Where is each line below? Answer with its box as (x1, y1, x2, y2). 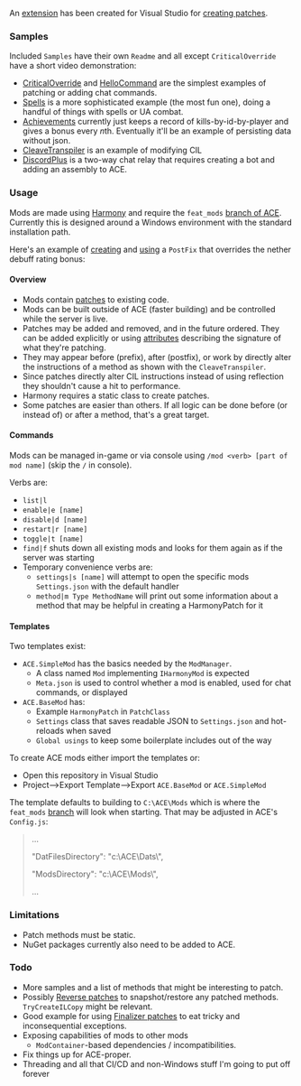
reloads (35, 726, 65, 737)
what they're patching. (22, 342, 106, 353)
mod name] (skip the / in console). (9, 459, 132, 470)
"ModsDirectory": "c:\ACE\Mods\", (31, 868, 160, 879)
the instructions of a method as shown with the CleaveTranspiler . (22, 361, 267, 372)
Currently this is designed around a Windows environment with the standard (9, 217, 292, 227)
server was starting (22, 552, 95, 562)
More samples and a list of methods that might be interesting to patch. (22, 981, 284, 992)
